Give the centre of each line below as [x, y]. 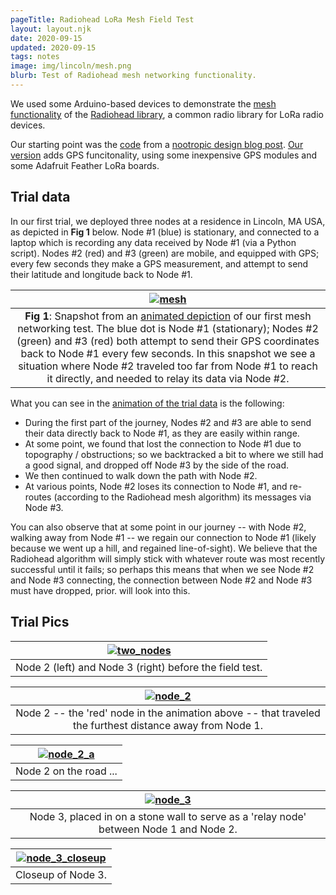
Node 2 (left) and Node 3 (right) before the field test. [139, 667]
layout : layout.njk [51, 29]
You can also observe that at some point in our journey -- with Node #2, [158, 527]
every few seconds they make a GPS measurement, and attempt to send [159, 263]
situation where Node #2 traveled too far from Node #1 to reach [168, 366]
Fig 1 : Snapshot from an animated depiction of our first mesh [168, 316]
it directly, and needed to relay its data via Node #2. [168, 378]
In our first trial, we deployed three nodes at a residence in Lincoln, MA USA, [168, 221]
